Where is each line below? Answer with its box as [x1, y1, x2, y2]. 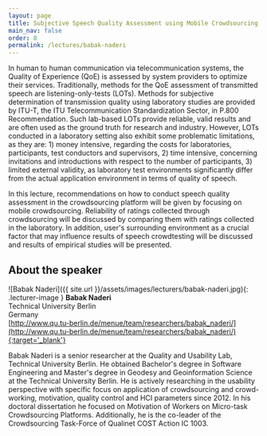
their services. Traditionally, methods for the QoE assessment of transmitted [8, 81, 258, 90]
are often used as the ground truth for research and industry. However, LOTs [8, 123, 259, 133]
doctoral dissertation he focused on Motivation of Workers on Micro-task [8, 401, 249, 411]
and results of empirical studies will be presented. [8, 240, 172, 250]
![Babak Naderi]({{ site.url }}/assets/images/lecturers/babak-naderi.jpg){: [8, 284, 249, 294]
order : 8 [8, 34, 37, 42]
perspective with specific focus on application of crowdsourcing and [8, 384, 234, 394]
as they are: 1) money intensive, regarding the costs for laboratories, [8, 140, 233, 149]
